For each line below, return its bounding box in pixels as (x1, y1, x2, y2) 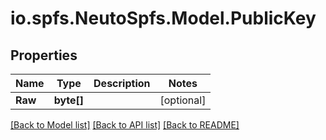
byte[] (53, 93, 85, 107)
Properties (10, 47, 78, 64)
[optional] (159, 93, 207, 107)
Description (93, 77, 151, 90)
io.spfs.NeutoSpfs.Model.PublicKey (10, 7, 317, 30)
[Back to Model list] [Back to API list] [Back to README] (10, 119, 240, 131)
